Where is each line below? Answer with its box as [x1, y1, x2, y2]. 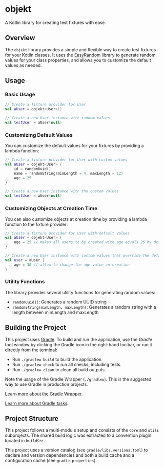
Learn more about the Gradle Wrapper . [5, 391, 83, 397]
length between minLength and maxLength [12, 309, 99, 315]
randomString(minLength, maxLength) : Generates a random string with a [12, 304, 156, 310]
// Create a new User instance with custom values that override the [5, 253, 150, 258]
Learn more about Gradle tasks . [5, 400, 69, 406]
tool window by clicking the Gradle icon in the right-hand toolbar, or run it [5, 341, 152, 347]
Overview [5, 34, 36, 42]
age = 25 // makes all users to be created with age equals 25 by [14, 240, 152, 245]
